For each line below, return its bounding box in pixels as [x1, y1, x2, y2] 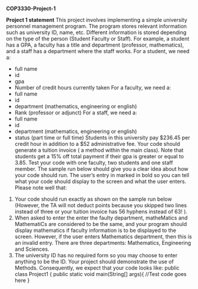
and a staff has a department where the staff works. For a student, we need [6, 48, 190, 55]
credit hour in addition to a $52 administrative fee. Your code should [14, 141, 180, 147]
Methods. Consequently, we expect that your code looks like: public [14, 264, 180, 271]
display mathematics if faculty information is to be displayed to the [14, 227, 177, 234]
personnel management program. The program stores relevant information [6, 23, 187, 29]
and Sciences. [14, 245, 49, 253]
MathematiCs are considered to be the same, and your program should [14, 221, 187, 227]
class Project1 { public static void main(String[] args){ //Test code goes [14, 271, 187, 277]
